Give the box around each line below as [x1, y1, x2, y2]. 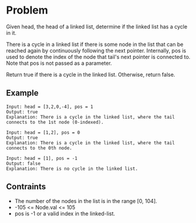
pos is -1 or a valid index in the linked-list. [14, 210, 115, 217]
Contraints [6, 182, 46, 192]
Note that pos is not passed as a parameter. [6, 60, 112, 67]
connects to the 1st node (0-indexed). [6, 119, 104, 125]
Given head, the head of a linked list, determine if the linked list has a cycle [6, 23, 188, 30]
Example [6, 88, 39, 98]
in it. [6, 29, 16, 36]
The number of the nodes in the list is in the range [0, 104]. [14, 197, 158, 204]
